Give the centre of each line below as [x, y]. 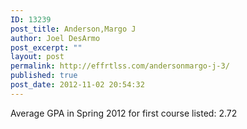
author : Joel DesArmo [55, 38]
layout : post [37, 57]
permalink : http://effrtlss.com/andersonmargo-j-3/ [120, 66]
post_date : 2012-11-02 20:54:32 [77, 85]
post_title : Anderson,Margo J [73, 29]
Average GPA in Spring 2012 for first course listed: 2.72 [124, 113]
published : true [44, 76]
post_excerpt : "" [46, 47]
